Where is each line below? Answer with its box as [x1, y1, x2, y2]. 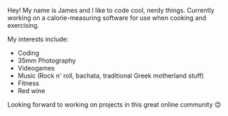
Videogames [17, 64, 55, 72]
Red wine [17, 87, 45, 95]
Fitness [17, 79, 40, 88]
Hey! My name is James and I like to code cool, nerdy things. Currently [7, 6, 215, 14]
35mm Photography [17, 56, 76, 65]
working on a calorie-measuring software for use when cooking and [7, 14, 207, 22]
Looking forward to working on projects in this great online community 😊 [7, 100, 222, 109]
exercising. [7, 21, 40, 29]
